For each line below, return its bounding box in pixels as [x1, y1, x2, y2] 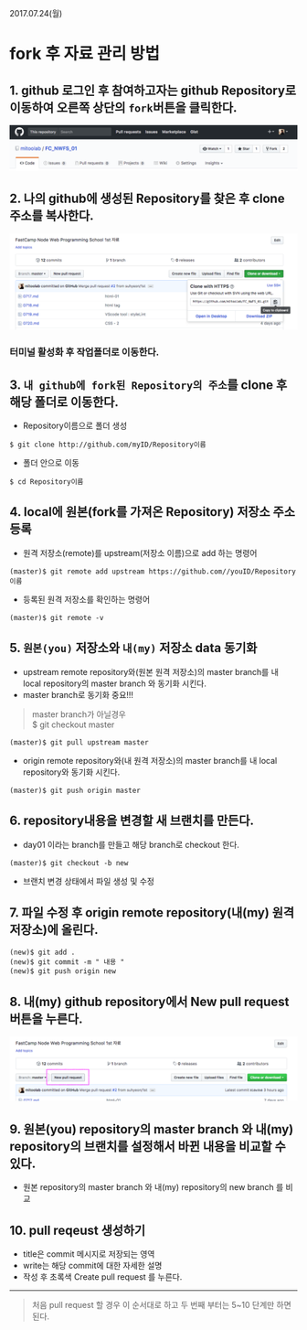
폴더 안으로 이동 [22, 457, 79, 468]
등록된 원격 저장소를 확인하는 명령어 [22, 594, 151, 605]
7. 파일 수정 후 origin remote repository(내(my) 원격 [9, 905, 295, 920]
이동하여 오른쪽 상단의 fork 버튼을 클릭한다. [9, 100, 238, 115]
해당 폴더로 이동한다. [9, 394, 119, 410]
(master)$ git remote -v [9, 613, 104, 622]
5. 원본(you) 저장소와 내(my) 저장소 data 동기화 [9, 640, 258, 656]
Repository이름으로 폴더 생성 [22, 420, 128, 432]
